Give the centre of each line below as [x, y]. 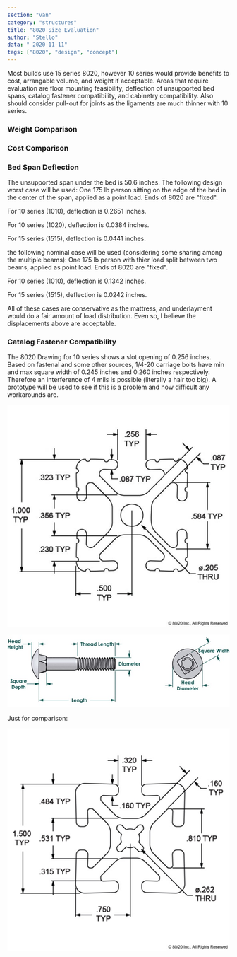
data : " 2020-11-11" [38, 45]
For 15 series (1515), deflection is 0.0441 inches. [77, 239]
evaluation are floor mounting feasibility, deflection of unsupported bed [111, 88]
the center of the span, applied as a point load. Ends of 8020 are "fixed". [113, 197]
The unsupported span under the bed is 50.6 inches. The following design [115, 182]
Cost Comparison [38, 148]
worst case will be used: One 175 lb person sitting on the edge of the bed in [117, 190]
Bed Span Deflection [43, 167]
